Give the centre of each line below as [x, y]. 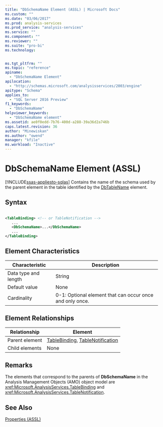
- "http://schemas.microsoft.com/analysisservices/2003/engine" [76, 86]
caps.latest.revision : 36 [31, 127]
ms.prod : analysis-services [33, 23]
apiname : [14, 73]
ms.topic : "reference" [28, 68]
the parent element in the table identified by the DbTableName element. [76, 187]
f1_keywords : [18, 104]
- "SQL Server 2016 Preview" [39, 99]
